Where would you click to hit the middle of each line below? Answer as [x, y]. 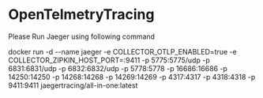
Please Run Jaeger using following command [82, 36]
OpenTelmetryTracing [81, 15]
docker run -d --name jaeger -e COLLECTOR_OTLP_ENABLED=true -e [122, 51]
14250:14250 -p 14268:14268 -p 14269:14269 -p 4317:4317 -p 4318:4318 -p [132, 77]
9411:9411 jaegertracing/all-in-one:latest [73, 85]
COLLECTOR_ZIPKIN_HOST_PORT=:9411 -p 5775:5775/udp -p [109, 60]
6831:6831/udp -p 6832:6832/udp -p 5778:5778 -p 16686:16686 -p [118, 68]
